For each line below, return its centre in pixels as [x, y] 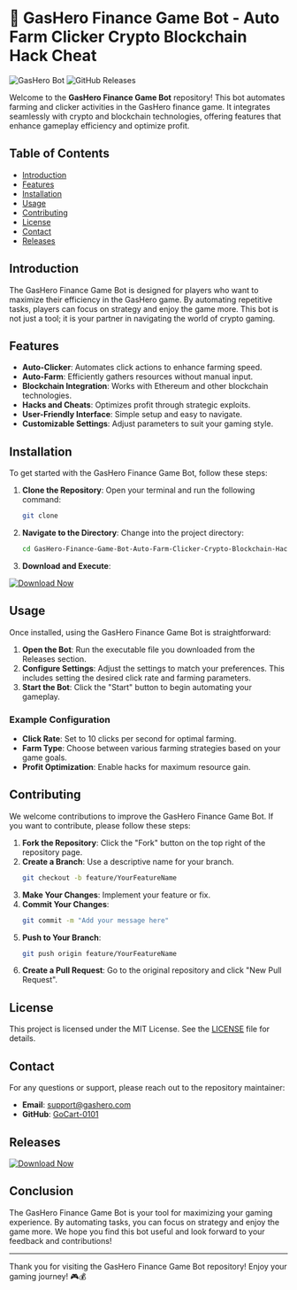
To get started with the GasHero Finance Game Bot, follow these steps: [138, 473]
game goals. [45, 758]
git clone [40, 516]
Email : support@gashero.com [76, 1105]
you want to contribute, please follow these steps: [100, 825]
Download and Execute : [66, 565]
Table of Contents [60, 154]
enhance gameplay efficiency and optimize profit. [99, 125]
